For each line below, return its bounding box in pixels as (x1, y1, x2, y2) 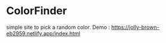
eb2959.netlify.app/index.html (6, 29, 81, 37)
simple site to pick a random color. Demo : (6, 24, 110, 31)
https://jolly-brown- (111, 24, 160, 31)
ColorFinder (6, 4, 67, 18)
